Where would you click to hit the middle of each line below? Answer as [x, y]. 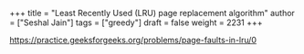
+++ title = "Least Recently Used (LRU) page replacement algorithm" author [152, 13]
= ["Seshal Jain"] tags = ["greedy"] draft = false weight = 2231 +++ [136, 22]
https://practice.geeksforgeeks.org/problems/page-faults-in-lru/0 [133, 40]
